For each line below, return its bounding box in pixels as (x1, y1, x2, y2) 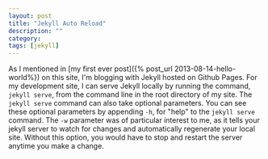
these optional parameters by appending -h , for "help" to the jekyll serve (8, 107, 256, 117)
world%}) (8, 73, 40, 82)
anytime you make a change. (8, 141, 105, 151)
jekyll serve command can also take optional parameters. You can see (8, 98, 247, 108)
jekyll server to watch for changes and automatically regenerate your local (8, 124, 256, 134)
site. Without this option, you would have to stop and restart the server (8, 132, 243, 142)
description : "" (8, 27, 63, 35)
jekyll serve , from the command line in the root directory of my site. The (8, 90, 253, 99)
